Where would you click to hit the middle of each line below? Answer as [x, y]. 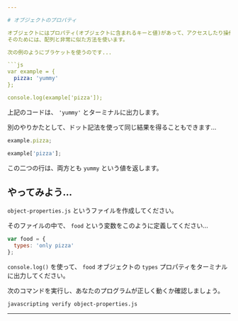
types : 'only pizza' [44, 246]
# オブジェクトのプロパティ [42, 20]
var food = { [27, 239]
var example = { [31, 72]
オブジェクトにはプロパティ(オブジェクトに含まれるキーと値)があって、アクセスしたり [115, 33]
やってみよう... [40, 192]
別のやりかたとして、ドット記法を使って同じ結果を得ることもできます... [112, 127]
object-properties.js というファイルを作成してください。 [93, 210]
